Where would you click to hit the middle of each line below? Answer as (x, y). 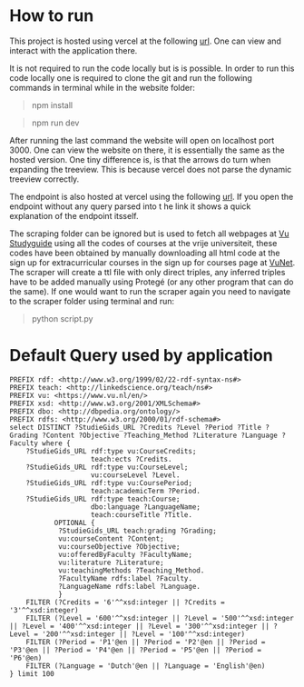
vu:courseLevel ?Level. (135, 475)
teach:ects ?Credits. (131, 459)
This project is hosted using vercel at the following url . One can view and (145, 41)
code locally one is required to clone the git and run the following (131, 77)
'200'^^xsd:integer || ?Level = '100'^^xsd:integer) (144, 634)
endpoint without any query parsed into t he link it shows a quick (130, 206)
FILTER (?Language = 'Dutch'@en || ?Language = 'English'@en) (146, 666)
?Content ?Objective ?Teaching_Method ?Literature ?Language (160, 435)
